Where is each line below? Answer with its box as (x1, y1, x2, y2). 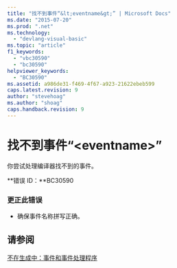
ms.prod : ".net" (7, 23, 54, 30)
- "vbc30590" (13, 55, 51, 62)
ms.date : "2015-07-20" (7, 16, 72, 23)
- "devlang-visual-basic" (13, 36, 88, 43)
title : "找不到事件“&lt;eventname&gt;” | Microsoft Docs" (7, 10, 172, 17)
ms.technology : (7, 29, 51, 36)
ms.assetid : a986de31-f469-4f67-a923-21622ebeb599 (7, 80, 155, 87)
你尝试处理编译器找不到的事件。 (7, 161, 97, 170)
